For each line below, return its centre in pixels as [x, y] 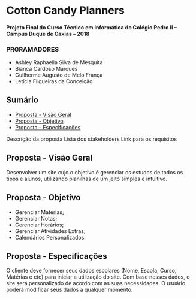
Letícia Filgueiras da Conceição [54, 81]
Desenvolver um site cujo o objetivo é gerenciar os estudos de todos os [95, 172]
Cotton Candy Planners [65, 10]
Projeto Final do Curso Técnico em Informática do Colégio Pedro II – [92, 27]
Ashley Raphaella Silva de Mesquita [59, 62]
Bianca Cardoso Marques [46, 69]
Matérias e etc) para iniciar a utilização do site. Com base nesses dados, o [98, 277]
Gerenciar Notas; [36, 218]
